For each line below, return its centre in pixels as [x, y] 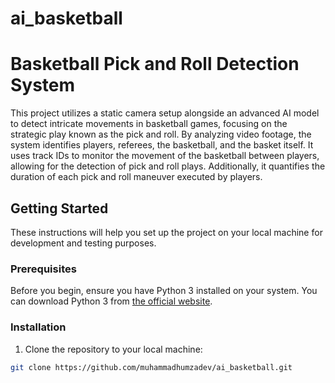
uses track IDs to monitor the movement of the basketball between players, [165, 156]
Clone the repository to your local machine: [113, 349]
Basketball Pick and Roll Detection [155, 64]
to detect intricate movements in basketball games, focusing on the [149, 124]
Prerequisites [43, 269]
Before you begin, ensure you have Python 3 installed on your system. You [164, 291]
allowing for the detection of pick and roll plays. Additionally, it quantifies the [168, 166]
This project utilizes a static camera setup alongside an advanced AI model [165, 113]
